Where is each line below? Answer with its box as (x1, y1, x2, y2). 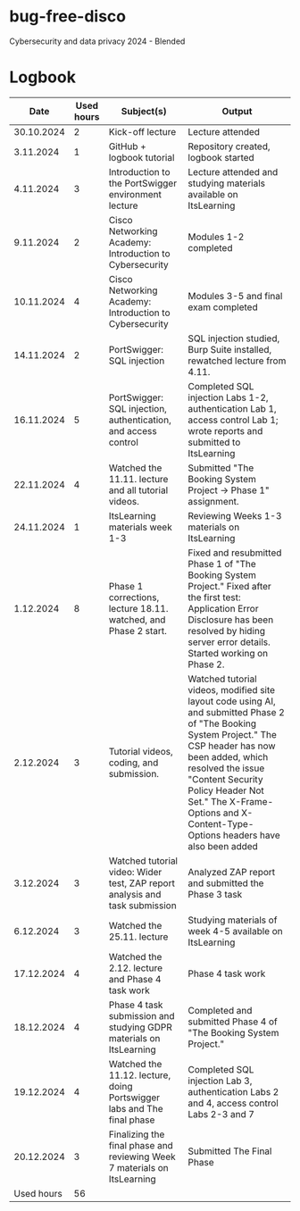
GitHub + (108, 140, 147, 153)
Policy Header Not (187, 784, 265, 797)
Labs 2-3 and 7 (187, 1107, 254, 1120)
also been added (187, 839, 259, 852)
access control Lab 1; (187, 413, 279, 426)
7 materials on (108, 1161, 169, 1173)
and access (108, 424, 158, 437)
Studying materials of (187, 914, 278, 926)
